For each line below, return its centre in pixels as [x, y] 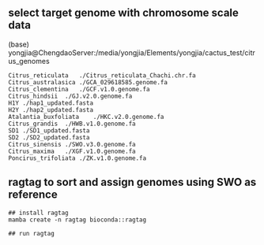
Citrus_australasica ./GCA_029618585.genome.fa [88, 82]
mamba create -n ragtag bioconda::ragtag [77, 220]
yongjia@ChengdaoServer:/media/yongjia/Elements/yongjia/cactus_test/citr [132, 52]
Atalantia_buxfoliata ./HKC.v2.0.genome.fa [86, 117]
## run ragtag [32, 233]
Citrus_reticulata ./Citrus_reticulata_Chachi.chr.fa [102, 75]
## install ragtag [38, 213]
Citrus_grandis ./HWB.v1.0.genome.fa [72, 124]
